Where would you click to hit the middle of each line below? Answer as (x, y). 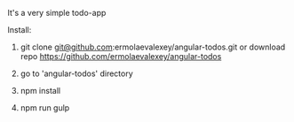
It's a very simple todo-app (57, 13)
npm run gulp (45, 108)
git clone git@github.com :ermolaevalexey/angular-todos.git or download (153, 47)
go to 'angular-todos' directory (76, 73)
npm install (40, 91)
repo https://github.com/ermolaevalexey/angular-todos (121, 56)
